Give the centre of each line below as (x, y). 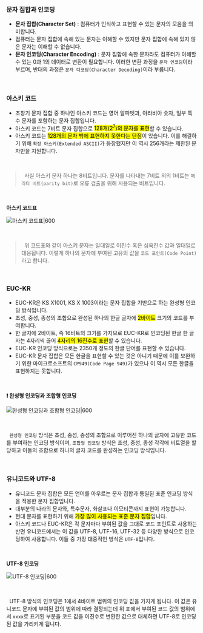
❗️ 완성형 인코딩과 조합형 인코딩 (42, 395)
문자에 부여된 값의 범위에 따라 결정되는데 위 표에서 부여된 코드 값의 (101, 609)
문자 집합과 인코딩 (31, 9)
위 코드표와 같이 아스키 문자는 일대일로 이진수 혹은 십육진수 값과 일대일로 (110, 245)
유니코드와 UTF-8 (31, 479)
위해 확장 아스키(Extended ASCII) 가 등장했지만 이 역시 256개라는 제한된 (106, 143)
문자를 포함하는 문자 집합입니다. (59, 120)
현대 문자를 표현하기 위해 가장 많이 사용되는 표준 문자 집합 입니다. (91, 516)
